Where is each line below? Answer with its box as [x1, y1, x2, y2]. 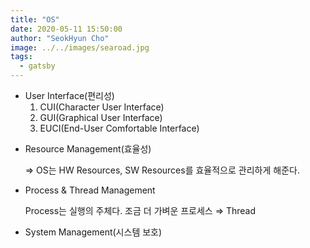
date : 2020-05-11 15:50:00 [10, 24, 123, 34]
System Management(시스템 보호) [24, 226, 163, 238]
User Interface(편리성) [24, 90, 115, 101]
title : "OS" [10, 14, 60, 25]
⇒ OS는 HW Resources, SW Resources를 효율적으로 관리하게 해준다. [24, 164, 300, 176]
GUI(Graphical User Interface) [39, 112, 163, 123]
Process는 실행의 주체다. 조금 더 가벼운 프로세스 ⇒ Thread [24, 205, 257, 216]
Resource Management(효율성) [24, 143, 152, 155]
